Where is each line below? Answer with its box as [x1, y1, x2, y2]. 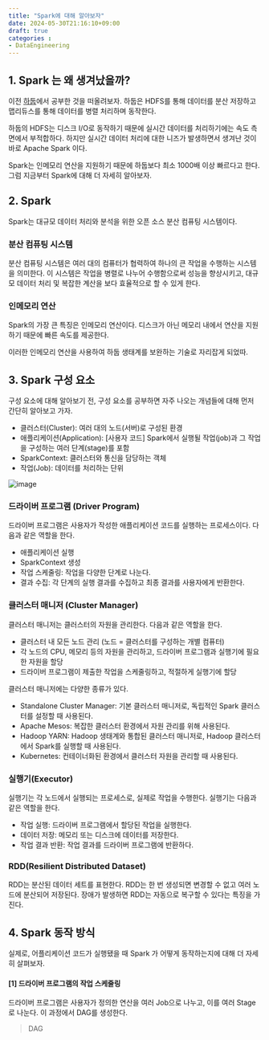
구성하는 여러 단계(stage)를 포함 [28, 443, 130, 453]
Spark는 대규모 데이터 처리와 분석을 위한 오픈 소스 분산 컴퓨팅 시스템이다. [8, 216, 238, 226]
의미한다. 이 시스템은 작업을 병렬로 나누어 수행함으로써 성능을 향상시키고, [16, 268, 244, 278]
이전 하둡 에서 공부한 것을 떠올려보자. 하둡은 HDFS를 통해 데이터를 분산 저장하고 [8, 96, 257, 105]
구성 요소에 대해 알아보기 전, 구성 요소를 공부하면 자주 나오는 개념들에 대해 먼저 [8, 396, 255, 406]
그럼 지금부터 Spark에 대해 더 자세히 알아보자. [8, 170, 153, 180]
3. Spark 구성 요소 [8, 373, 96, 386]
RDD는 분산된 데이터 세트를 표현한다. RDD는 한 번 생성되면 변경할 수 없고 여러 [8, 880, 251, 890]
